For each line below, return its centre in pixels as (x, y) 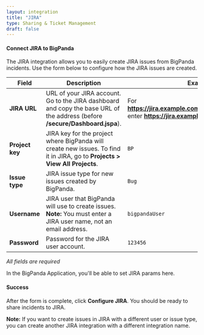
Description (84, 83)
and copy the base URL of (83, 109)
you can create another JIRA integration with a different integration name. (98, 325)
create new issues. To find (83, 149)
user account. (66, 246)
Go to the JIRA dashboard (83, 101)
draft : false (23, 29)
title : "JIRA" (24, 18)
